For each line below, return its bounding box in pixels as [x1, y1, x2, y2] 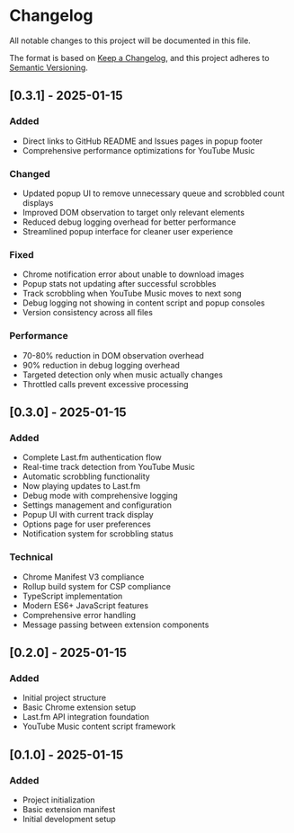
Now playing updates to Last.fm [22, 481, 141, 492]
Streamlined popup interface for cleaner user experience [22, 226, 234, 236]
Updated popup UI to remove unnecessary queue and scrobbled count [22, 188, 285, 199]
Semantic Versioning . [9, 62, 88, 73]
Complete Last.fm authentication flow [22, 452, 162, 463]
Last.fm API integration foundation [22, 712, 150, 722]
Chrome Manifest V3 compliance [22, 572, 145, 582]
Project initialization [22, 794, 96, 805]
